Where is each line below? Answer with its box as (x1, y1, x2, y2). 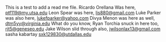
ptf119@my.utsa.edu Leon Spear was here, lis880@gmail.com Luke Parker (5, 10, 161, 16)
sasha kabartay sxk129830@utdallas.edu (5, 31, 92, 37)
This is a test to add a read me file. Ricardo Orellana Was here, (5, 5, 136, 10)
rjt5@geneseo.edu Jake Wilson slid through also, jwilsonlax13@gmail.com (5, 26, 160, 32)
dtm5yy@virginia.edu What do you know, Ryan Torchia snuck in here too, (5, 20, 159, 26)
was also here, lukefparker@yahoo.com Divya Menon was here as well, (5, 15, 155, 21)
